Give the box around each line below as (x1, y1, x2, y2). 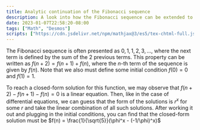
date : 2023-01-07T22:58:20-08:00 (6, 20, 89, 26)
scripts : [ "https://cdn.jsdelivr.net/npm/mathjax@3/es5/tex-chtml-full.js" (6, 31, 198, 37)
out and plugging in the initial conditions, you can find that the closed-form (6, 110, 190, 117)
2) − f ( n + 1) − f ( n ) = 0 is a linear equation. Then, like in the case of (6, 91, 170, 98)
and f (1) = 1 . (6, 73, 36, 80)
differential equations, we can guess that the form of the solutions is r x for (6, 97, 187, 105)
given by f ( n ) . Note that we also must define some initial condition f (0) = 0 (6, 66, 189, 73)
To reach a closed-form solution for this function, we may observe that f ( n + (6, 84, 193, 91)
